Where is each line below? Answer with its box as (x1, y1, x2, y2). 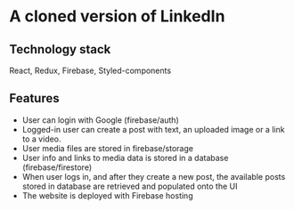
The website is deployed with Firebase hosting (21, 190, 193, 201)
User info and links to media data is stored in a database (21, 152, 229, 163)
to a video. (21, 133, 61, 144)
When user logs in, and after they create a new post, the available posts (21, 171, 286, 182)
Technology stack (9, 42, 111, 57)
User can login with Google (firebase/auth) (21, 114, 180, 125)
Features (9, 91, 60, 106)
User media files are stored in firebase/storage (21, 142, 194, 153)
